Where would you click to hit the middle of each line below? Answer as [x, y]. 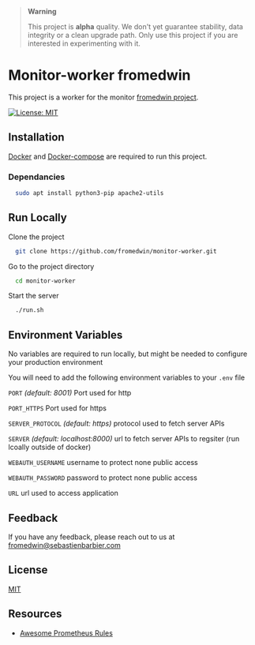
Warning [42, 11]
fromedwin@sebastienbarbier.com [64, 545]
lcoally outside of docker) [50, 447]
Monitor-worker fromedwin [99, 75]
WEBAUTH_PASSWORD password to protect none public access [103, 478]
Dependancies [37, 177]
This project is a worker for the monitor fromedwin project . [103, 97]
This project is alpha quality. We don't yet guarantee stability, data [135, 26]
